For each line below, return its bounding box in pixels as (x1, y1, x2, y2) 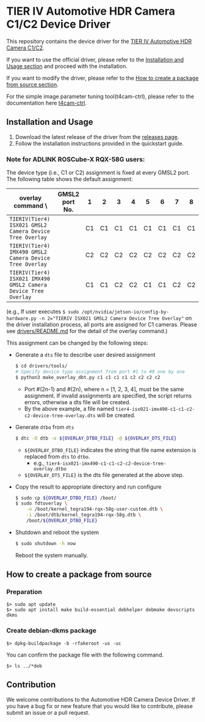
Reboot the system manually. (15, 551, 88, 558)
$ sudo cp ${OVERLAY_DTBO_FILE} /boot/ (15, 495, 117, 501)
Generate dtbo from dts (15, 423, 74, 431)
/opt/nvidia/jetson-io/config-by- (81, 309, 170, 315)
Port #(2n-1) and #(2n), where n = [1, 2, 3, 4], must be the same (24, 385, 184, 393)
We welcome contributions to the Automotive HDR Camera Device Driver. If (6, 696, 195, 703)
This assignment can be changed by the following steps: (6, 339, 148, 347)
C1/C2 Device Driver (6, 17, 111, 31)
